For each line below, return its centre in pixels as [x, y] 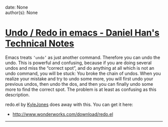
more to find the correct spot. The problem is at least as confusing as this [81, 89]
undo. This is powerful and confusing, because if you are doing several [78, 63]
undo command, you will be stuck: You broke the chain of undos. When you [83, 73]
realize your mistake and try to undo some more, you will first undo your [79, 79]
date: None [17, 7]
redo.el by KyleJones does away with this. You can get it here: [69, 104]
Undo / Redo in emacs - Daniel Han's [82, 33]
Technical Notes [40, 43]
